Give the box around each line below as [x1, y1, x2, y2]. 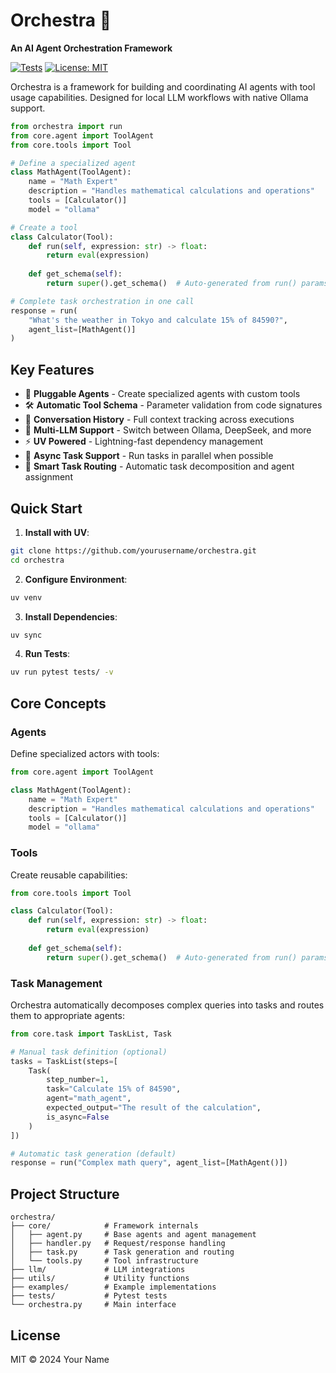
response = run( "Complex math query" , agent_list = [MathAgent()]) [10, 1158, 288, 1168]
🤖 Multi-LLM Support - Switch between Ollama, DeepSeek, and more [24, 424, 312, 436]
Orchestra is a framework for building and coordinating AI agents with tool [10, 80, 316, 93]
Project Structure [10, 1185, 120, 1203]
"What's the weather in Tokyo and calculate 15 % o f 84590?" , [28, 315, 288, 325]
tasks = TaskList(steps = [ [10, 1056, 118, 1066]
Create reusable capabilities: [10, 869, 128, 881]
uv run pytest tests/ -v [10, 667, 114, 678]
